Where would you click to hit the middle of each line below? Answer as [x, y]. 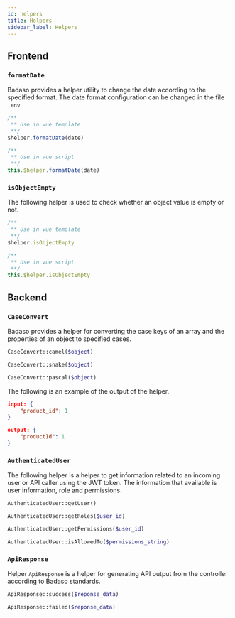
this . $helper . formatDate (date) [54, 170]
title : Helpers [30, 21]
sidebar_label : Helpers [43, 27]
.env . [15, 105]
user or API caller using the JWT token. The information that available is [112, 483]
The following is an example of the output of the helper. [88, 391]
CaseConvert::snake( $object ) [50, 364]
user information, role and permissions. [65, 490]
